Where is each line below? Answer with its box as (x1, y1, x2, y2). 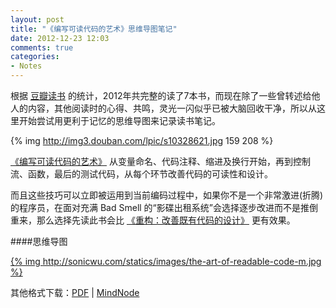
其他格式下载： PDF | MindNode (10, 287, 140, 298)
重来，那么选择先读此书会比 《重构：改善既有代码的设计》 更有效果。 (10, 214, 296, 226)
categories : (10, 52, 60, 62)
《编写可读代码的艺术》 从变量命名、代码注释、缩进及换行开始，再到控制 (10, 156, 311, 167)
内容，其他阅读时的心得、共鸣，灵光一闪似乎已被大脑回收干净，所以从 (27, 102, 317, 114)
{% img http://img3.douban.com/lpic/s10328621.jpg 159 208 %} (10, 135, 274, 146)
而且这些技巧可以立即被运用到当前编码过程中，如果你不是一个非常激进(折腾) (10, 189, 324, 201)
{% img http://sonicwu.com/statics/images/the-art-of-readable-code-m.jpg (10, 256, 322, 267)
